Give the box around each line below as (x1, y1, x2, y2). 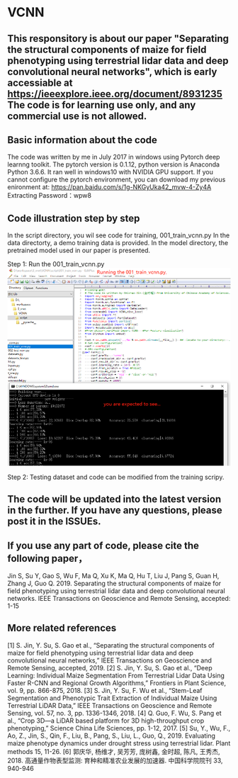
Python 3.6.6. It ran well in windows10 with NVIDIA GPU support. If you (7, 168, 214, 176)
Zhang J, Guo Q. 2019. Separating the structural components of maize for (7, 579, 222, 587)
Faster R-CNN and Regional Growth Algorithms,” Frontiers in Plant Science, (7, 678, 227, 687)
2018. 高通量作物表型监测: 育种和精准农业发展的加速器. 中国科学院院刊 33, (7, 756, 223, 765)
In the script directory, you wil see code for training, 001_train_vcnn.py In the (7, 231, 230, 239)
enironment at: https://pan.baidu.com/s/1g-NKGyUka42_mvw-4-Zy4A (7, 183, 212, 191)
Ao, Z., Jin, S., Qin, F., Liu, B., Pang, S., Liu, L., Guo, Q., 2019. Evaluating (7, 731, 216, 740)
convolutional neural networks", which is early (7, 65, 217, 78)
